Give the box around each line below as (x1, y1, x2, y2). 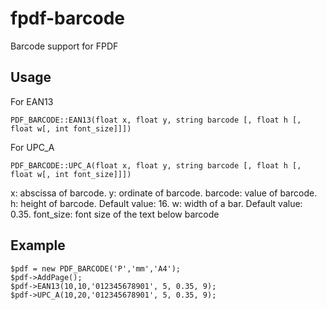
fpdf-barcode (10, 7, 125, 30)
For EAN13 (10, 95, 54, 107)
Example (10, 237, 66, 254)
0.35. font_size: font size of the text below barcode (10, 208, 220, 220)
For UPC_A (10, 141, 55, 153)
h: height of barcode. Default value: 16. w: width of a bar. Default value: (10, 197, 303, 209)
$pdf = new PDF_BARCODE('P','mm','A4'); (10, 263, 182, 274)
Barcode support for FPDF (10, 40, 119, 52)
